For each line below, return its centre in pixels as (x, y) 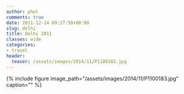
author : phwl (22, 12)
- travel (17, 51)
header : (16, 56)
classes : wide (24, 39)
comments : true (25, 17)
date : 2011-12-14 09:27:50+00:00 (48, 23)
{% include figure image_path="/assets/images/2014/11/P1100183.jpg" (93, 79)
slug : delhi (21, 28)
